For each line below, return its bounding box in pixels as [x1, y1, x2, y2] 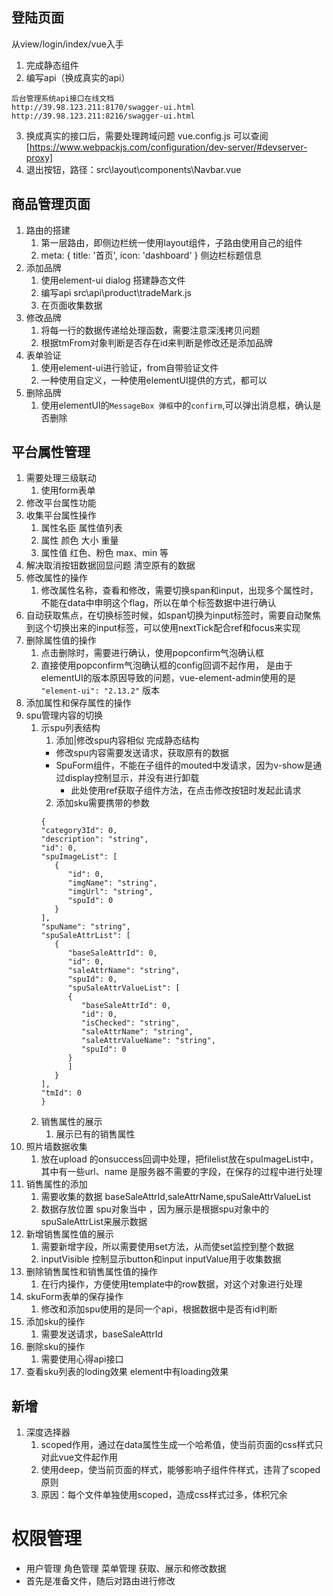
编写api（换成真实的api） [25, 71, 131, 83]
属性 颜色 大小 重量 [40, 534, 119, 547]
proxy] [25, 151, 54, 163]
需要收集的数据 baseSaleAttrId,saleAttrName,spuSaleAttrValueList [40, 1191, 312, 1203]
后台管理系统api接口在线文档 [11, 93, 115, 103]
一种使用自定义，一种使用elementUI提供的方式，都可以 [40, 374, 268, 386]
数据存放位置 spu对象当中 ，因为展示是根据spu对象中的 [40, 1203, 269, 1215]
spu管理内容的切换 [25, 709, 104, 722]
